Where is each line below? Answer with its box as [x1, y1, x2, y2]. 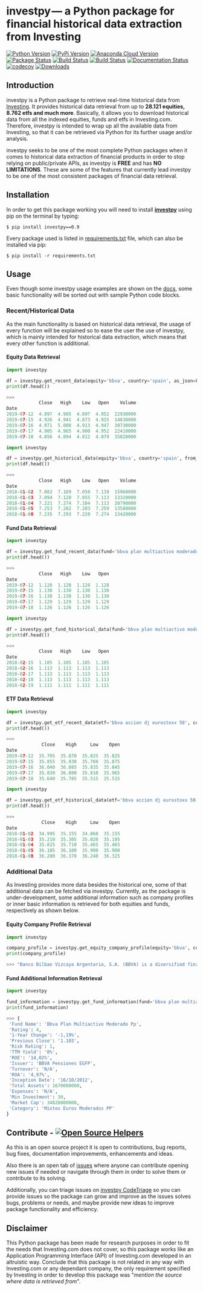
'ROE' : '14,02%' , [8, 1055, 53, 1061]
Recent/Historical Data [6, 306, 74, 315]
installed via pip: [6, 241, 47, 248]
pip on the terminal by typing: [6, 212, 80, 219]
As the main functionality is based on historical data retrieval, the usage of [6, 320, 192, 328]
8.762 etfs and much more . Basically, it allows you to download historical [6, 109, 189, 116]
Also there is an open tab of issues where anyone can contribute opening [6, 1162, 189, 1169]
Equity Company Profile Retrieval [6, 921, 92, 928]
